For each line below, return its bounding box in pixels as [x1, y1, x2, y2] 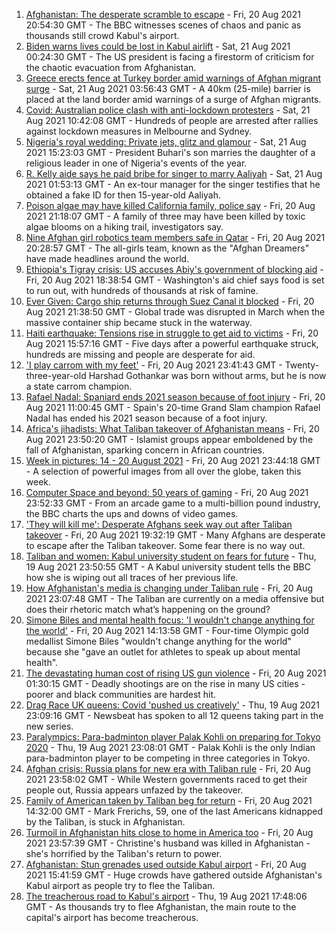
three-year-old [25, 370, 87, 381]
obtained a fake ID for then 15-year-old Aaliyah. [25, 189, 222, 201]
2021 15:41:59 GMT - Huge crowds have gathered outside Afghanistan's [25, 869, 323, 881]
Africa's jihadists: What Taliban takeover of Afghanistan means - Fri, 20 [25, 423, 320, 434]
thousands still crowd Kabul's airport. [25, 30, 180, 41]
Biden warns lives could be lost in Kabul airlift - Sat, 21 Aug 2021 [25, 40, 291, 52]
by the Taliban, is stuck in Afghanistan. [25, 816, 186, 828]
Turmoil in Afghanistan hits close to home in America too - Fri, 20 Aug [25, 827, 314, 838]
